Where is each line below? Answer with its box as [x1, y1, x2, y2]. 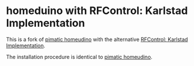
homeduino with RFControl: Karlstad [6, 4, 188, 18]
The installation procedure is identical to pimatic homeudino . [6, 53, 153, 60]
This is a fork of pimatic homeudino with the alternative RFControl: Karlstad [6, 36, 188, 43]
